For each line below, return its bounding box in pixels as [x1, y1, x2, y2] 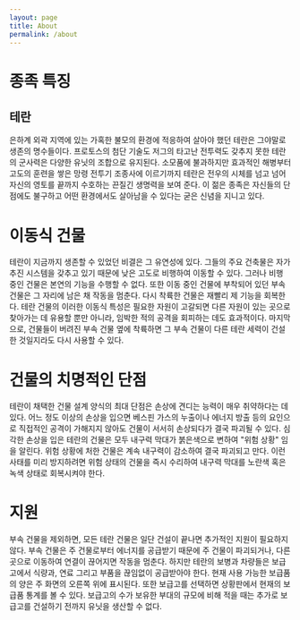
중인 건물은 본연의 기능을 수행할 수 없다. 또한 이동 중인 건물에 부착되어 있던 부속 [9, 279, 287, 290]
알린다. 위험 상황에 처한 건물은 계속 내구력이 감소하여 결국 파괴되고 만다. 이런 [18, 446, 287, 456]
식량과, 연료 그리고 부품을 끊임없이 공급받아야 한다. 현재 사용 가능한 [32, 567, 267, 578]
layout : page [9, 13, 58, 22]
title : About [9, 21, 58, 30]
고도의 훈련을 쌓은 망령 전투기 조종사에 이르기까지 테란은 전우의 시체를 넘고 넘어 [9, 168, 287, 179]
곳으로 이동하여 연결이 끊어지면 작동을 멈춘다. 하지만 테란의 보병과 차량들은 [9, 556, 270, 567]
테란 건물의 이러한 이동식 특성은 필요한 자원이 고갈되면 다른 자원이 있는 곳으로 [21, 302, 291, 312]
